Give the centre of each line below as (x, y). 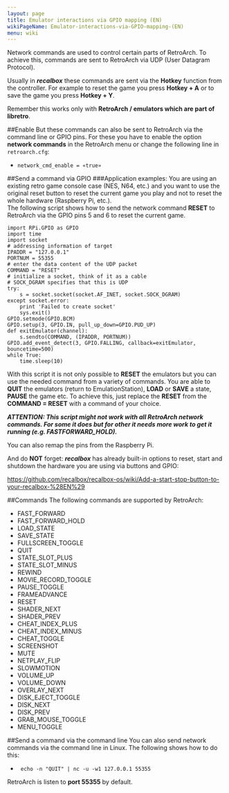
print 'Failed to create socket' (68, 307)
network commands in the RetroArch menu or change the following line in (113, 144)
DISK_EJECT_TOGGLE (49, 697)
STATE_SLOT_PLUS (45, 558)
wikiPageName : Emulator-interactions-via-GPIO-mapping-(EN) (96, 26)
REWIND (29, 573)
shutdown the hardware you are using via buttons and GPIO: (93, 466)
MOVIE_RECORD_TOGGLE (54, 580)
